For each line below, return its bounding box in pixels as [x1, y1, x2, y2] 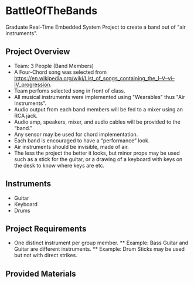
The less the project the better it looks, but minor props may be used [13, 149, 180, 156]
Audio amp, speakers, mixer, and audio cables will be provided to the [13, 118, 181, 125]
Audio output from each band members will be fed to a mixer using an [13, 105, 183, 112]
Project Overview [5, 47, 70, 57]
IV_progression [13, 81, 50, 88]
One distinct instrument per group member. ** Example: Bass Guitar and [13, 239, 189, 247]
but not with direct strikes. [13, 252, 77, 259]
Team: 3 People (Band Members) [13, 62, 94, 69]
